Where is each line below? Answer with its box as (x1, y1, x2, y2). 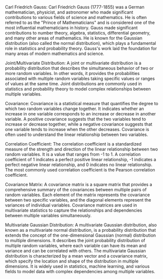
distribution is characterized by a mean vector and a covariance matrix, (5, 253, 148, 259)
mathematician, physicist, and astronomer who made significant (5, 9, 133, 15)
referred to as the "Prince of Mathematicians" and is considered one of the (5, 19, 155, 25)
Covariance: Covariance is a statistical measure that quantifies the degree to (5, 101, 159, 106)
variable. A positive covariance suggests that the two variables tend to (5, 116, 146, 122)
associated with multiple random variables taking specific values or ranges (5, 75, 155, 81)
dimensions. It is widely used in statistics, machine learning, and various (5, 263, 150, 269)
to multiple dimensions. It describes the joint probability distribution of (5, 238, 145, 243)
